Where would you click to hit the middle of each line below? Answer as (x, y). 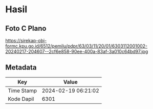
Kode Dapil (21, 99)
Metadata (21, 68)
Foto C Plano (26, 28)
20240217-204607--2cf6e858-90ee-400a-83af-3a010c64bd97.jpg (77, 51)
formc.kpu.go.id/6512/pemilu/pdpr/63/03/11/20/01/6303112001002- (76, 46)
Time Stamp (23, 91)
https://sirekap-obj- (26, 40)
